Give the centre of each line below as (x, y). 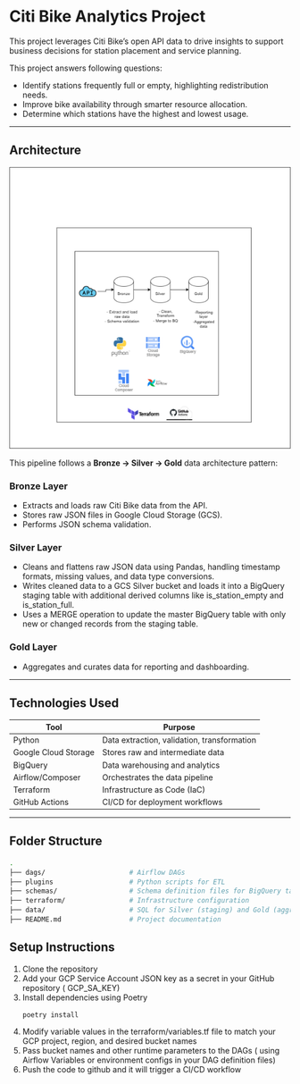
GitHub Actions (41, 802)
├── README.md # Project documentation (115, 920)
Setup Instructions (62, 948)
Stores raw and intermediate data (163, 752)
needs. (35, 95)
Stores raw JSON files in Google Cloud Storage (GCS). (122, 515)
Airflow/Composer (47, 777)
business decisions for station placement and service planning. (125, 50)
